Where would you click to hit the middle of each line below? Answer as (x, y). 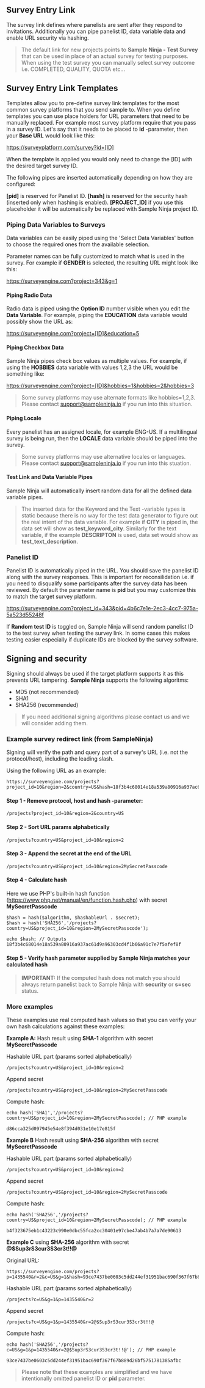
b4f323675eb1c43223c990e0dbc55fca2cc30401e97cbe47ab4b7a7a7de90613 (94, 1231)
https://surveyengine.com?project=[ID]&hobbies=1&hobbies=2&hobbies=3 (100, 386)
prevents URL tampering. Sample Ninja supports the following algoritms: (98, 680)
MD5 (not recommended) (47, 692)
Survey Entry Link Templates (62, 88)
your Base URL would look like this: (51, 135)
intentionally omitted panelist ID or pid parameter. (83, 1379)
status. (30, 991)
